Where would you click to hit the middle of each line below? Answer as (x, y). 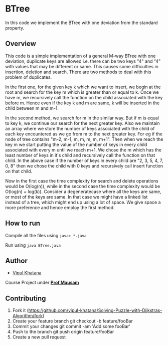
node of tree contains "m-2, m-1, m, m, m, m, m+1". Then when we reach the (84, 139)
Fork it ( (21, 310)
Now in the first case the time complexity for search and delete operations (82, 181)
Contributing (26, 298)
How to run (23, 223)
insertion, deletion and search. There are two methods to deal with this (78, 72)
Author (16, 261)
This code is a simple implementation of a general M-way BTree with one (80, 56)
